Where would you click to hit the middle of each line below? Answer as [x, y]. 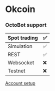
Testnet [17, 71]
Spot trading [23, 38]
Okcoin [20, 9]
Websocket [21, 63]
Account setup [20, 83]
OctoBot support [26, 25]
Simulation [20, 46]
